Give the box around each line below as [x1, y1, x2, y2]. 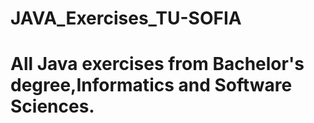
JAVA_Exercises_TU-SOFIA [10, 7, 242, 30]
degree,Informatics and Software [10, 74, 293, 97]
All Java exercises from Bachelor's [10, 53, 305, 76]
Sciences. [10, 95, 95, 118]
